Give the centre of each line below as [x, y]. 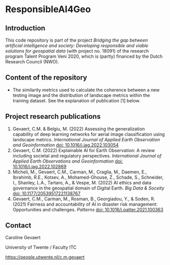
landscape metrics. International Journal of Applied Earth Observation [86, 139]
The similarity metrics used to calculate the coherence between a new [86, 90]
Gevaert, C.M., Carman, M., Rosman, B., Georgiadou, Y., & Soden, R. [84, 199]
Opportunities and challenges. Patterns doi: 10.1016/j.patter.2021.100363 [88, 209]
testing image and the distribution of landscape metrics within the [81, 95]
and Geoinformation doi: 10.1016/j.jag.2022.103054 [66, 145]
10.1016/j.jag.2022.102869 [40, 166]
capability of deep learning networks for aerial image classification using [89, 134]
